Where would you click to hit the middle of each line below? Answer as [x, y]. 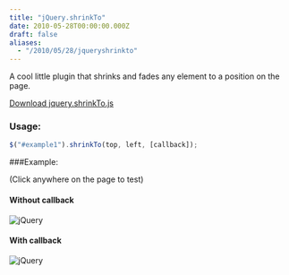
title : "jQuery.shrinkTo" [57, 17]
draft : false [34, 34]
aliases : [25, 43]
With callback [36, 241]
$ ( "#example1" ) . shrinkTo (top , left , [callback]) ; [104, 145]
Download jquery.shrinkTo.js [62, 103]
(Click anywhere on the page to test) [76, 179]
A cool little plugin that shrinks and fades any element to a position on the [144, 76]
